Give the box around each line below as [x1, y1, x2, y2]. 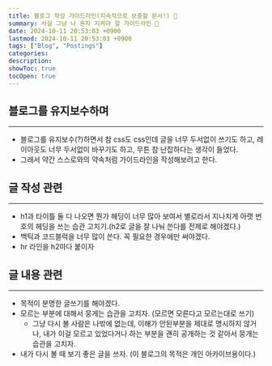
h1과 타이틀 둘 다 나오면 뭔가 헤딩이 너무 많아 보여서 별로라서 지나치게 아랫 [19, 211, 253, 221]
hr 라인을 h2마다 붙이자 [19, 242, 95, 252]
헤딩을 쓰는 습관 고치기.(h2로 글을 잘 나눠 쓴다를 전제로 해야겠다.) [35, 222, 241, 232]
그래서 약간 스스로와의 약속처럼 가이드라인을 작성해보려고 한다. [19, 155, 218, 164]
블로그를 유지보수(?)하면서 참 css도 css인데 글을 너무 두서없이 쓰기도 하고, [19, 134, 255, 144]
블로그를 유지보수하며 [8, 104, 109, 118]
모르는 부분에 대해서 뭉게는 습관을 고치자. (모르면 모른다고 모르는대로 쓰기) [19, 309, 255, 318]
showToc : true [8, 65, 57, 73]
